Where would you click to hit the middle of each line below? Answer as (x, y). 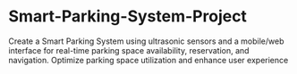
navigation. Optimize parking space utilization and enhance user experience (148, 60)
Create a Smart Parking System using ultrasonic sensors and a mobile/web (146, 41)
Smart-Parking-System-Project (128, 16)
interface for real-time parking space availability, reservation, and (129, 50)
